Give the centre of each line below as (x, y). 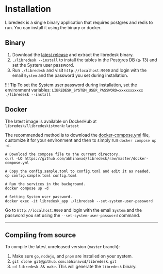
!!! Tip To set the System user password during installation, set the (71, 85)
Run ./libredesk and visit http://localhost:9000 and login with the (79, 70)
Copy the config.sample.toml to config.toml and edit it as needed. (80, 171)
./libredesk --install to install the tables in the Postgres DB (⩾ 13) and (84, 60)
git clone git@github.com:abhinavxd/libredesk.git (64, 262)
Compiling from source (41, 235)
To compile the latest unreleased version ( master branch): (63, 247)
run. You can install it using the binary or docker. (53, 27)
